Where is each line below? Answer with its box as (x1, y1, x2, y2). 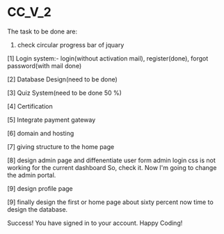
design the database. (7, 205, 68, 213)
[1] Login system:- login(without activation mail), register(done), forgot (7, 54, 209, 63)
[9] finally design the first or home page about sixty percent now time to (7, 198, 214, 206)
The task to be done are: (7, 27, 78, 36)
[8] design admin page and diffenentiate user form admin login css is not (7, 156, 216, 164)
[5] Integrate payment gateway (7, 116, 96, 124)
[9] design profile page (7, 184, 73, 192)
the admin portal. (7, 171, 56, 179)
